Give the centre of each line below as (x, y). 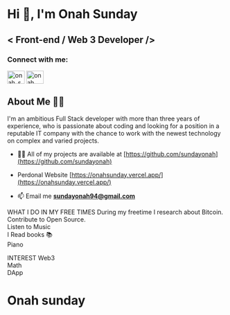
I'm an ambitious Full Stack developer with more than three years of (104, 118)
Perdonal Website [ (44, 174)
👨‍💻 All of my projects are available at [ (71, 154)
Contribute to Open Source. (46, 219)
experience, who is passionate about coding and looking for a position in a (113, 126)
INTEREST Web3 (31, 258)
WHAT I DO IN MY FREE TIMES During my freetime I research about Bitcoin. (115, 212)
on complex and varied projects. (53, 141)
